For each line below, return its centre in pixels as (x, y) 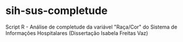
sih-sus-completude (56, 11)
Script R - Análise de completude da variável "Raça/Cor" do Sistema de (91, 27)
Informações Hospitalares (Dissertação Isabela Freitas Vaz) (77, 33)
